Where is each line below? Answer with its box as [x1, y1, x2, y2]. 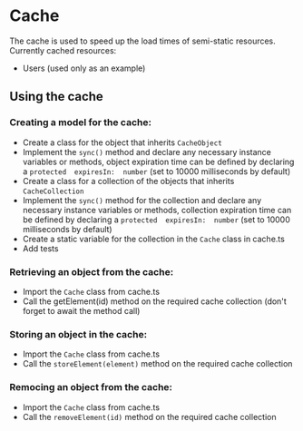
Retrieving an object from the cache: [9, 265, 174, 278]
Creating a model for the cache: [9, 116, 152, 129]
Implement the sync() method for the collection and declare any [22, 194, 262, 205]
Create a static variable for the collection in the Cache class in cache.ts [22, 233, 286, 244]
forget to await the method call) [22, 305, 141, 316]
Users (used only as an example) [22, 63, 146, 73]
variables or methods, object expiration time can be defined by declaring [22, 156, 295, 167]
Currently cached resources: [9, 44, 117, 55]
